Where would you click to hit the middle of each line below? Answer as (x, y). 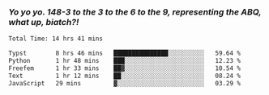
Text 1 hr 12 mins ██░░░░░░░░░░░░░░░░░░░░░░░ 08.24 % (125, 76)
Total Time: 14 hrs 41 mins (56, 39)
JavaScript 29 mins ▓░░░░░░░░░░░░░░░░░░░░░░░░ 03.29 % (125, 83)
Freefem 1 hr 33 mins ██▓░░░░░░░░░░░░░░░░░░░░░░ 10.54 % (125, 68)
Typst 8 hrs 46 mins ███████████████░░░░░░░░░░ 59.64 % (125, 54)
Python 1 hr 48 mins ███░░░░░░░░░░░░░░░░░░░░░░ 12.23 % (125, 61)
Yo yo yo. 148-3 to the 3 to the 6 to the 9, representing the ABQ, (135, 12)
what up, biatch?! (44, 22)
